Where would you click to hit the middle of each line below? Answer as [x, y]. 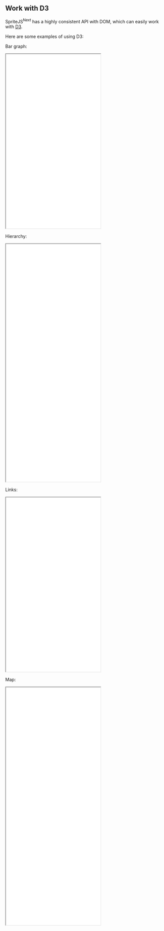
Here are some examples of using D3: [45, 37]
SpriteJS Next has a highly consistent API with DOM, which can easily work [82, 21]
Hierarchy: [16, 236]
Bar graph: [16, 46]
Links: [11, 490]
